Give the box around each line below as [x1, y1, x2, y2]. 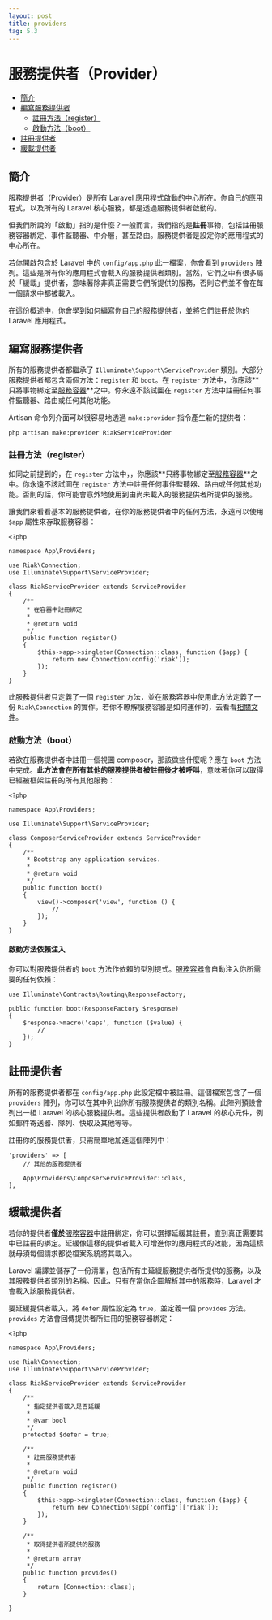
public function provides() [23, 1569, 117, 1577]
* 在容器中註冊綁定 [26, 606, 83, 614]
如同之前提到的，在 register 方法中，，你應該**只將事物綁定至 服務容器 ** [8, 469, 251, 479]
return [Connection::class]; [37, 1583, 136, 1592]
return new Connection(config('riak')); [51, 656, 190, 664]
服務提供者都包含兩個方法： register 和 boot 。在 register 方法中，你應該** [8, 375, 259, 384]
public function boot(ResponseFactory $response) [8, 1004, 180, 1012]
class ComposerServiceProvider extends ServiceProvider [8, 834, 201, 842]
